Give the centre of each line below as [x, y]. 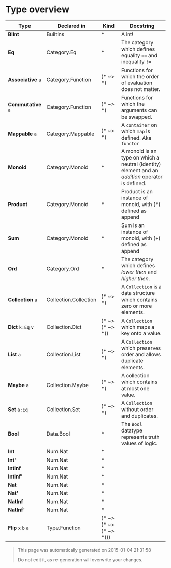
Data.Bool [58, 434]
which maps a [138, 327]
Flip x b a [18, 528]
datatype [132, 430]
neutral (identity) [141, 164]
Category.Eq [62, 52]
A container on [139, 125]
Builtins [55, 34]
